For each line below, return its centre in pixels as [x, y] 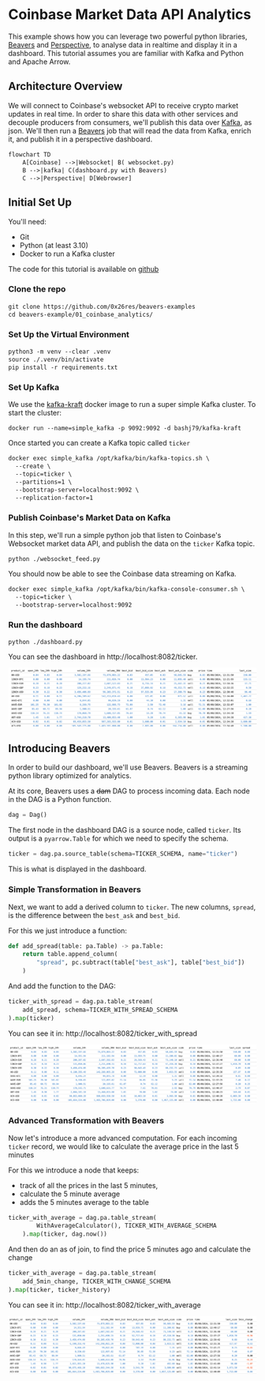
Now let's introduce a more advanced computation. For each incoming [123, 1138]
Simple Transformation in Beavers [75, 890]
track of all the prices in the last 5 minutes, [89, 1185]
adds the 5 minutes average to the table [84, 1202]
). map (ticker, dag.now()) [65, 1234]
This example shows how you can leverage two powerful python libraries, [128, 36]
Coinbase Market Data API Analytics [130, 15]
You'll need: [28, 221]
